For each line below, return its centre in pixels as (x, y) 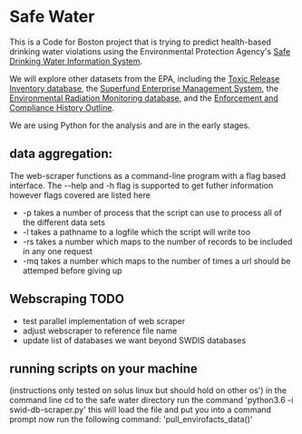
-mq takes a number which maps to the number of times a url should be (156, 261)
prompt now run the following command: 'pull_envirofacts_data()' (131, 419)
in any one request (58, 251)
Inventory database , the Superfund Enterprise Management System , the (144, 88)
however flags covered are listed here (80, 195)
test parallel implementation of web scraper (104, 321)
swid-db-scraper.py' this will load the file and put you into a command (141, 409)
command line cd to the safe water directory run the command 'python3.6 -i (151, 400)
